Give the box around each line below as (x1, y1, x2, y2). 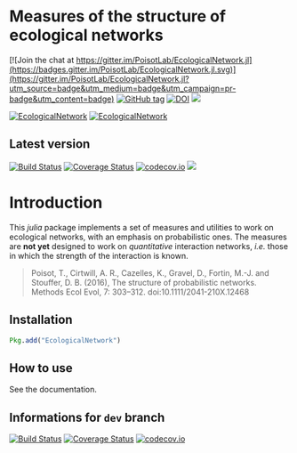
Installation (9, 312, 73, 328)
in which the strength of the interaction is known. (9, 250, 189, 261)
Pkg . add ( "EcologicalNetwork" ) (9, 336, 122, 344)
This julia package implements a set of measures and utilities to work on (9, 222, 274, 232)
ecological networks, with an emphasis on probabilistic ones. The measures (9, 231, 287, 242)
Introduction (9, 192, 103, 213)
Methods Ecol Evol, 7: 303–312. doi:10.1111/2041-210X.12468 (30, 287, 250, 297)
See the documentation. (9, 384, 98, 395)
